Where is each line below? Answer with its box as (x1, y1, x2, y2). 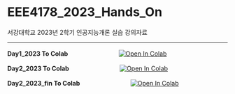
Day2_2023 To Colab (7, 64, 70, 72)
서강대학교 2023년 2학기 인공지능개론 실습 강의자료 (7, 28, 148, 36)
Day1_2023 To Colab (7, 49, 69, 58)
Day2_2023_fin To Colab (7, 79, 80, 87)
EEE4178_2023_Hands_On (7, 4, 163, 20)
